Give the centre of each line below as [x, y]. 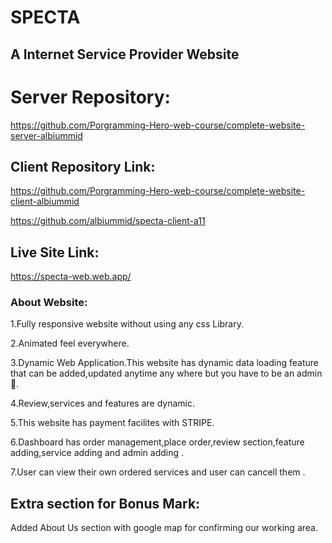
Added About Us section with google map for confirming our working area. [164, 528]
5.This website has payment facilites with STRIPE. [112, 423]
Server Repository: [90, 97]
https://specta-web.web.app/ [71, 277]
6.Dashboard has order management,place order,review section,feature [157, 442]
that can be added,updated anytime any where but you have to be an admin [166, 373]
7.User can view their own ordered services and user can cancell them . [158, 472]
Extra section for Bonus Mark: [105, 503]
